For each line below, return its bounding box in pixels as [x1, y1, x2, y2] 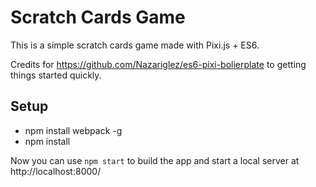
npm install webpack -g [24, 124, 123, 136]
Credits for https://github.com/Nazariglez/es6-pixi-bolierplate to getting [10, 58, 307, 70]
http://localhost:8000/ [10, 165, 102, 177]
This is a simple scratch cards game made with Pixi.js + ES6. [10, 39, 260, 51]
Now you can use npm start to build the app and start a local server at [10, 154, 300, 166]
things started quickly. [10, 69, 102, 81]
